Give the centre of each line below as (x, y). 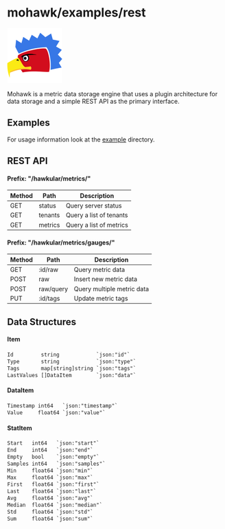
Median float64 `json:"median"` (55, 505)
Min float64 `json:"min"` (50, 471)
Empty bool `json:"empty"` (53, 457)
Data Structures (42, 322)
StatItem (20, 428)
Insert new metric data (106, 279)
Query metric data (99, 270)
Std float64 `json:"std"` (50, 512)
